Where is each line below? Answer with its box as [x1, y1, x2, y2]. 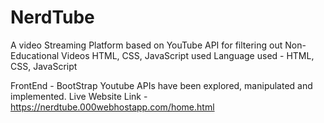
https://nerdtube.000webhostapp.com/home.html [10, 101, 215, 113]
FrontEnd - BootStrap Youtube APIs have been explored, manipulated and [10, 79, 313, 91]
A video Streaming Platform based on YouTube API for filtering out [10, 39, 283, 51]
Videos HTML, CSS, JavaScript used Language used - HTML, [61, 49, 315, 61]
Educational [10, 49, 60, 61]
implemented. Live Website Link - [10, 90, 148, 102]
